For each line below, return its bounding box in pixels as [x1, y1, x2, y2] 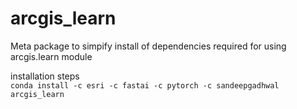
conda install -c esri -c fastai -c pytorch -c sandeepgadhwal [10, 80, 280, 91]
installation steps [10, 70, 80, 82]
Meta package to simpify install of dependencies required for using [10, 40, 287, 52]
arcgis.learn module [10, 50, 93, 62]
